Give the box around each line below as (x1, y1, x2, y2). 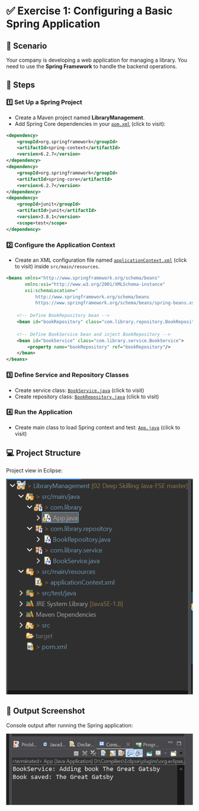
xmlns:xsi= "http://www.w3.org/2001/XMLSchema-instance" (24, 281, 166, 287)
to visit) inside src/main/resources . (14, 262, 100, 270)
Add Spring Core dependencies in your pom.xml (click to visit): (14, 120, 166, 127)
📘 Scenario (6, 40, 47, 51)
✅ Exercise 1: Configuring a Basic (6, 4, 173, 18)
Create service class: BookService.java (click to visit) (14, 387, 145, 394)
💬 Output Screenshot (6, 706, 85, 716)
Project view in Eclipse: (6, 467, 63, 474)
